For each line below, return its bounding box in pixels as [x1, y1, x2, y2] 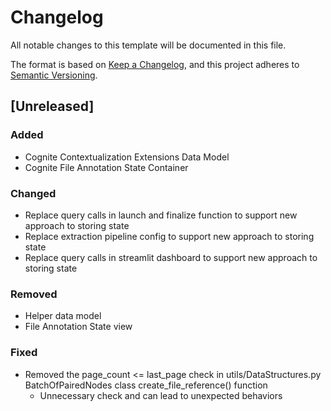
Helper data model [24, 310, 102, 322]
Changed [10, 186, 57, 200]
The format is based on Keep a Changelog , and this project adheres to [10, 58, 300, 70]
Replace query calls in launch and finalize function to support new [24, 209, 298, 221]
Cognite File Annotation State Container [24, 161, 189, 173]
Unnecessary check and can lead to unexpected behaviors [39, 389, 283, 401]
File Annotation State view [24, 321, 133, 333]
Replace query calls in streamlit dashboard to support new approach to [24, 251, 318, 263]
